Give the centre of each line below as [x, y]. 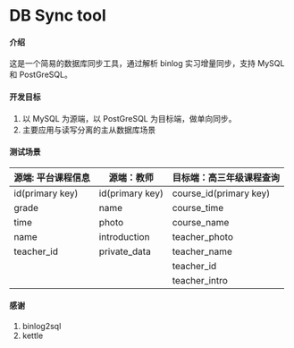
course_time [198, 208]
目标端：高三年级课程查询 [226, 177]
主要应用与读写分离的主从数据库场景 [89, 130]
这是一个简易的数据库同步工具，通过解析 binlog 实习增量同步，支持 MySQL [147, 64]
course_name [201, 222]
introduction [124, 236]
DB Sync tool [58, 16]
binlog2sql [42, 326]
